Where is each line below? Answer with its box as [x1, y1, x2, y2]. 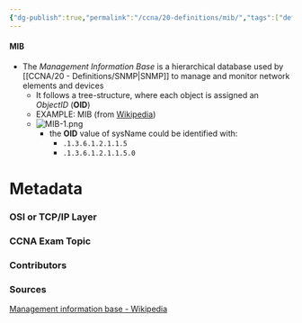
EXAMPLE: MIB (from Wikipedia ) [35, 109, 156, 120]
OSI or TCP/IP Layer [9, 211, 97, 223]
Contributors [9, 258, 67, 271]
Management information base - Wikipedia [9, 303, 168, 315]
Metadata [9, 179, 83, 199]
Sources [9, 283, 47, 295]
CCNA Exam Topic [9, 235, 92, 247]
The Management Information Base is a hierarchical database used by [22, 60, 284, 72]
